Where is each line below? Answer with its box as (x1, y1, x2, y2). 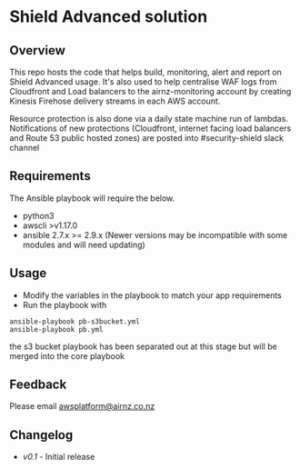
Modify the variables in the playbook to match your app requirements (22, 289, 282, 301)
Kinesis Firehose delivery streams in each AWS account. (9, 95, 221, 106)
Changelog (9, 427, 74, 443)
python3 (22, 210, 55, 221)
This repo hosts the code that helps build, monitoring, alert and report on (9, 66, 282, 77)
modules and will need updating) (22, 239, 145, 250)
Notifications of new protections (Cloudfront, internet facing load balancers (9, 123, 292, 134)
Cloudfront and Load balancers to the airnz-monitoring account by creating (9, 86, 292, 96)
